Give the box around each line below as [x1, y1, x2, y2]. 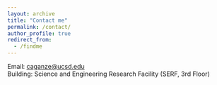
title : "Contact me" [7, 17, 69, 24]
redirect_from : [7, 37, 52, 44]
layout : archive [7, 10, 55, 18]
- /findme [13, 43, 42, 50]
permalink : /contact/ [7, 23, 71, 30]
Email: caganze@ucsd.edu [7, 63, 85, 70]
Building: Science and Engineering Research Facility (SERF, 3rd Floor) [7, 70, 211, 78]
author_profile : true [7, 30, 71, 37]
